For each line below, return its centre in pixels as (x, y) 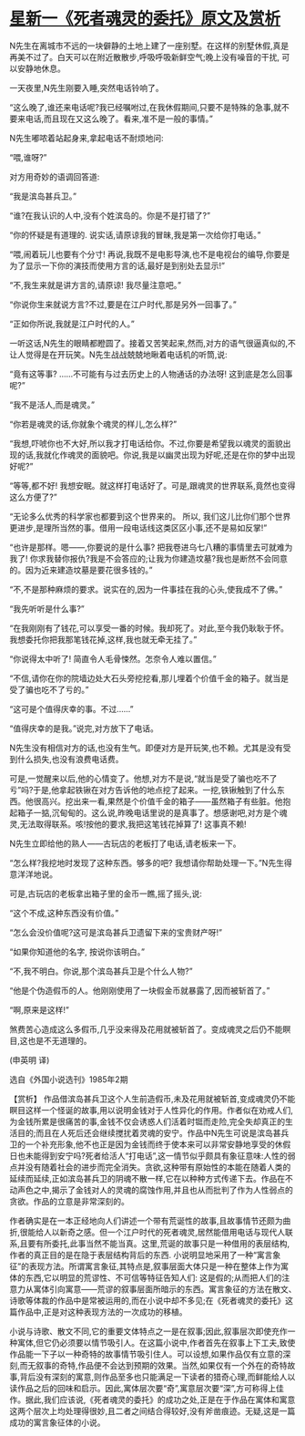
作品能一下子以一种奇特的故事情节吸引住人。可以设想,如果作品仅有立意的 (147, 1354)
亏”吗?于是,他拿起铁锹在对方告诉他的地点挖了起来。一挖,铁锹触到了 (135, 790)
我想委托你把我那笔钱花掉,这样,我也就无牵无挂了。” (103, 639)
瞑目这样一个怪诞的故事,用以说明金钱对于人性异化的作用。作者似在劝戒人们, (152, 1110)
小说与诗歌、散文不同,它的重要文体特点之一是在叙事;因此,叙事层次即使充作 (149, 1331)
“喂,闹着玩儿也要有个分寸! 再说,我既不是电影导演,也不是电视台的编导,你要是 (150, 254)
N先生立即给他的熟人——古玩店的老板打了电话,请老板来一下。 (125, 843)
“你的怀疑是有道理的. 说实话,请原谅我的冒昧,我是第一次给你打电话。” (135, 234)
